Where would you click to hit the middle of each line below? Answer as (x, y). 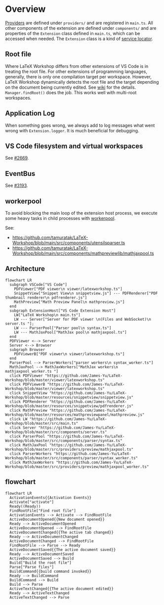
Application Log (30, 113)
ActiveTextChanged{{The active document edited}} (61, 589)
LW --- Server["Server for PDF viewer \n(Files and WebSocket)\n (83, 319)
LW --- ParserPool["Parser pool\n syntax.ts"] (63, 328)
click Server (23, 428)
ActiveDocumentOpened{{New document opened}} (57, 519)
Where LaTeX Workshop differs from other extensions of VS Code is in (77, 66)
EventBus (20, 174)
